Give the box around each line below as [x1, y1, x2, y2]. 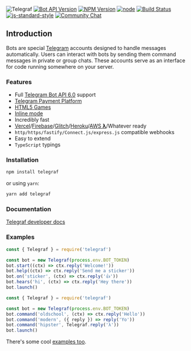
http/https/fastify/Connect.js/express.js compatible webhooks [14, 129, 175, 136]
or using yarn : [6, 180, 40, 187]
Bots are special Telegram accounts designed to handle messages [6, 44, 166, 51]
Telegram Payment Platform [14, 98, 82, 105]
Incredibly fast [14, 116, 50, 123]
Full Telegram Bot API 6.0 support [14, 91, 96, 98]
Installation [6, 156, 39, 164]
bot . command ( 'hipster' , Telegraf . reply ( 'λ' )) [6, 322, 119, 328]
